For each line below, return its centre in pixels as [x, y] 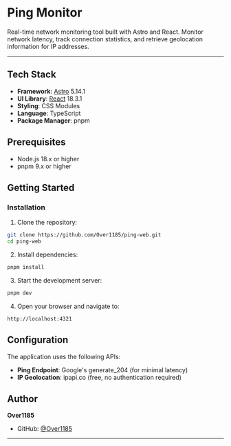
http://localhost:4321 [40, 318]
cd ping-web [24, 242]
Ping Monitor [45, 13]
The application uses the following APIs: [64, 356]
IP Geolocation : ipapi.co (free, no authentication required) [99, 377]
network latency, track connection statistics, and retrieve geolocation [105, 39]
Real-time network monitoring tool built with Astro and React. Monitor [106, 32]
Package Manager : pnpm [54, 120]
